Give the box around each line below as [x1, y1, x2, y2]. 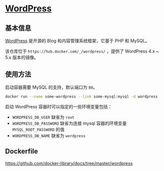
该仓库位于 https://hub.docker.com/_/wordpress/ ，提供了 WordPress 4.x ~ [5, 48, 159, 54]
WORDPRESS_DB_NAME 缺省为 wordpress [12, 133, 85, 138]
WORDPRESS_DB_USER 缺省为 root [12, 114, 75, 120]
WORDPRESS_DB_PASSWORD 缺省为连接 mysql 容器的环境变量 [12, 120, 127, 126]
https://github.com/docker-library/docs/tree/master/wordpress [5, 160, 133, 166]
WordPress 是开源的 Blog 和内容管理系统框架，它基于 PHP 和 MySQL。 [5, 38, 150, 43]
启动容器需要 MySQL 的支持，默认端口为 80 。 [5, 84, 98, 90]
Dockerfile [5, 147, 39, 156]
